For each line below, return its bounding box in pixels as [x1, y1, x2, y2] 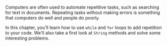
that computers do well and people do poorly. [5, 15, 100, 20]
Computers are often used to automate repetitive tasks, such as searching [5, 4, 159, 10]
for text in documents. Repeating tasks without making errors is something [5, 9, 160, 15]
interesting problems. [5, 35, 49, 41]
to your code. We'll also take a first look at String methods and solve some [5, 30, 161, 35]
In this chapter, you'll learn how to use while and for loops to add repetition [5, 24, 162, 30]
